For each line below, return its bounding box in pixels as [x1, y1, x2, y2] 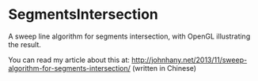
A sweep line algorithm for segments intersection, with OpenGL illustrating [8, 31, 251, 41]
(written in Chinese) [131, 63, 196, 72]
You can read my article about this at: [8, 55, 131, 64]
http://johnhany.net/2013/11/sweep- [131, 55, 248, 64]
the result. [8, 39, 42, 49]
